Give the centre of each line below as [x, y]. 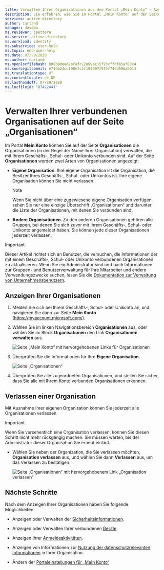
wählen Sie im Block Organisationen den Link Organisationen [75, 333]
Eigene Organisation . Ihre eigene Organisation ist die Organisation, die [83, 171]
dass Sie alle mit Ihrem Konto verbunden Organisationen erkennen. [79, 381]
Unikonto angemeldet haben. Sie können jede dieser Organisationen [81, 230]
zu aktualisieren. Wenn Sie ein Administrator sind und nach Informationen [79, 265]
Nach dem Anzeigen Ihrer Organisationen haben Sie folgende [67, 504]
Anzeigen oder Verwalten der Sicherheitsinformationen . [68, 519]
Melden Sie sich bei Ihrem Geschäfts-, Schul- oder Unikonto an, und [81, 308]
